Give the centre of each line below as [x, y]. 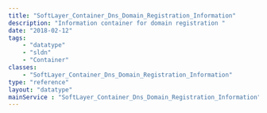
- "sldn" [37, 53]
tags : [17, 38]
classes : [23, 68]
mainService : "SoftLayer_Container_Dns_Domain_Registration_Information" [135, 97]
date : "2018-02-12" [41, 30]
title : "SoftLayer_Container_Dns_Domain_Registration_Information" [122, 16]
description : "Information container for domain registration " [117, 23]
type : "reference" [39, 82]
